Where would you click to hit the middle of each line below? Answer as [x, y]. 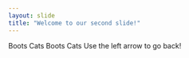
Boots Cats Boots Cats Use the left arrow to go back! [95, 45]
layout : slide [32, 15]
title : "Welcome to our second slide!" [75, 23]
